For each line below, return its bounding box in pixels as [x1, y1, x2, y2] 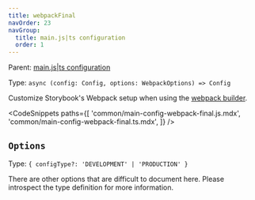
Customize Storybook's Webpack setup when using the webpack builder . [8, 93, 248, 103]
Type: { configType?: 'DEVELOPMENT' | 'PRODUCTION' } [8, 159, 188, 168]
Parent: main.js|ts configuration [8, 62, 111, 72]
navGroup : [8, 26, 41, 34]
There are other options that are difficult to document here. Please [8, 174, 224, 183]
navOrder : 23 [8, 19, 51, 27]
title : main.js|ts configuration [15, 33, 126, 42]
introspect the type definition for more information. [8, 183, 174, 192]
